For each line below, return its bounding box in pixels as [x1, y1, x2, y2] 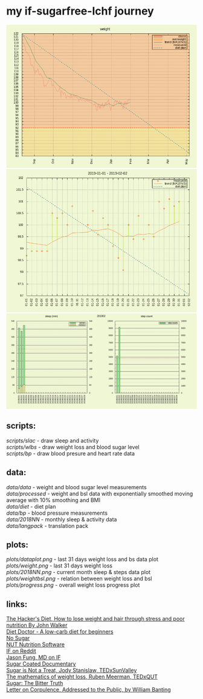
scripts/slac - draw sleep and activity [6, 436, 99, 444]
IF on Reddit [6, 647, 36, 655]
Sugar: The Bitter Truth [6, 680, 63, 687]
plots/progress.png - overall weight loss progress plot [6, 581, 140, 589]
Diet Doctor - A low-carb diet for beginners [6, 628, 114, 635]
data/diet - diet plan [6, 503, 56, 510]
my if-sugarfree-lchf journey [6, 4, 154, 18]
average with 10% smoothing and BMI [6, 496, 101, 504]
